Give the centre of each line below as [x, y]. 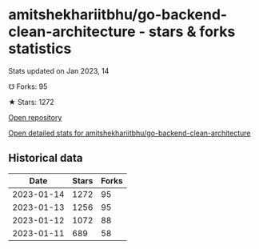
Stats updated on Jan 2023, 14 [59, 70]
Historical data [46, 158]
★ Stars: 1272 [31, 102]
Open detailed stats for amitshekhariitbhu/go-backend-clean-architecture [129, 133]
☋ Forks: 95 [28, 86]
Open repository [35, 117]
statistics [40, 49]
